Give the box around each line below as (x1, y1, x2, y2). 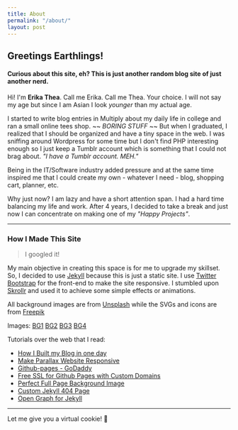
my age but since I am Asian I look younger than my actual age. (7, 100, 193, 109)
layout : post (7, 23, 46, 31)
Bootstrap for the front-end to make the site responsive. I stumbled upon (7, 279, 220, 287)
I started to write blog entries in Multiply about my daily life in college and (7, 114, 222, 123)
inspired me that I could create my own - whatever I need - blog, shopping (7, 173, 225, 182)
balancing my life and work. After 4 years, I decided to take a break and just (7, 202, 229, 210)
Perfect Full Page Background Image (17, 379, 125, 387)
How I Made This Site (7, 233, 81, 243)
